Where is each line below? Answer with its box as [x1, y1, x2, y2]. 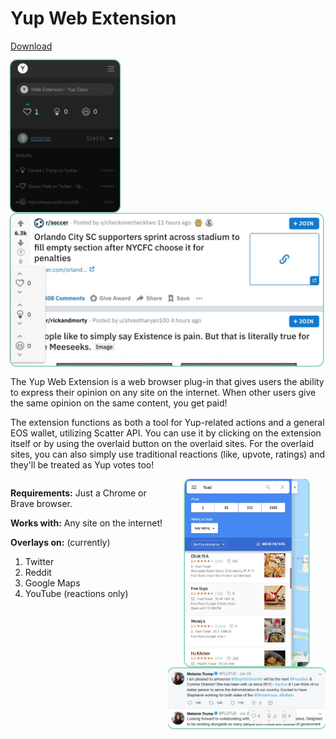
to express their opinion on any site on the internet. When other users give [10, 386, 317, 398]
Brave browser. [10, 497, 73, 509]
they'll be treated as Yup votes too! [10, 458, 155, 471]
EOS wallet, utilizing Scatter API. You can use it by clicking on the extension [10, 427, 322, 439]
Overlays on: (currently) [10, 536, 111, 548]
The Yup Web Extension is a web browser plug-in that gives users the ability [10, 375, 325, 387]
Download [10, 40, 53, 52]
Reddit [24, 566, 52, 578]
